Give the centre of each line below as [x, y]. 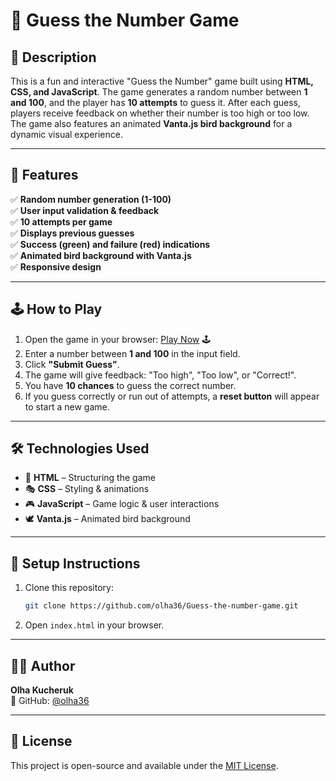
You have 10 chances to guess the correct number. [130, 385]
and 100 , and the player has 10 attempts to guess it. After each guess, [156, 102]
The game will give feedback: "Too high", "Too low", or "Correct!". [160, 375]
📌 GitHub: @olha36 [50, 700]
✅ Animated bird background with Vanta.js [101, 255]
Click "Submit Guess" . [72, 364]
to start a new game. [67, 406]
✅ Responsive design [56, 266]
